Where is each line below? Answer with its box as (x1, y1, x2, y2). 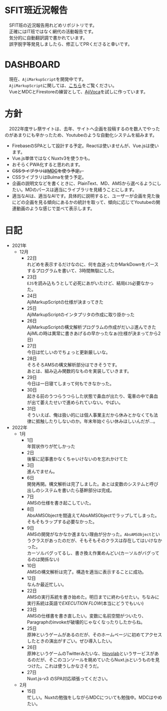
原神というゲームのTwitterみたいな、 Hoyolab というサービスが (26, 650, 154, 656)
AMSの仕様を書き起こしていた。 (26, 500, 94, 506)
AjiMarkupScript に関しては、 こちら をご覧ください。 (9, 82, 117, 88)
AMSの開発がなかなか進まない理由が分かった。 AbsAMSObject (26, 531, 151, 537)
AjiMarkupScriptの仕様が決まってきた (26, 299, 103, 305)
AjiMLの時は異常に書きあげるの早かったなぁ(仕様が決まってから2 (26, 330, 161, 336)
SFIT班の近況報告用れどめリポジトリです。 (8, 22, 97, 28)
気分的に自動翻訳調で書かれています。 (8, 35, 88, 41)
